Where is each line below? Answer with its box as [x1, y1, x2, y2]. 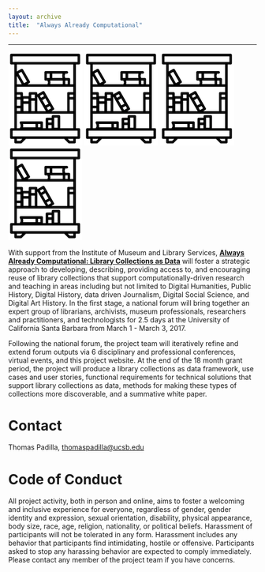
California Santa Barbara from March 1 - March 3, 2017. [8, 323, 187, 333]
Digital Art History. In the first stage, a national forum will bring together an [8, 298, 250, 307]
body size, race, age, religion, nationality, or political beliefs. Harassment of [8, 521, 253, 531]
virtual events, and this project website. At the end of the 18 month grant [8, 356, 243, 365]
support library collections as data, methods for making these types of [8, 380, 237, 390]
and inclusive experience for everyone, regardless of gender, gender [8, 505, 232, 514]
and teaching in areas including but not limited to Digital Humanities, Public [8, 281, 252, 291]
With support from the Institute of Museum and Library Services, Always [8, 247, 244, 257]
